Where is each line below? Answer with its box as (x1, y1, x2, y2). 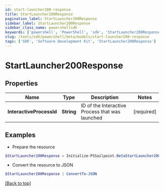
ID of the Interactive (81, 102, 126, 109)
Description (91, 94, 119, 101)
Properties (5, 79, 38, 88)
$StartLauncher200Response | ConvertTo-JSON (5, 171, 97, 176)
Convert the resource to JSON (12, 162, 73, 168)
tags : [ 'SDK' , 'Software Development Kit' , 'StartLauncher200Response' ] (5, 39, 156, 44)
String (61, 108, 77, 115)
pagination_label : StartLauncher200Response (5, 16, 97, 21)
